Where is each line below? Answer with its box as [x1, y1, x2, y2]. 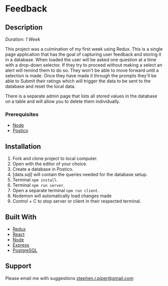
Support [5, 262, 32, 270]
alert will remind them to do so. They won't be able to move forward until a [5, 67, 159, 73]
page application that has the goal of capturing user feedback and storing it [5, 51, 161, 57]
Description [5, 23, 43, 32]
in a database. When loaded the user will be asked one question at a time [5, 57, 156, 63]
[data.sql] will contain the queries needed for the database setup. [12, 172, 148, 178]
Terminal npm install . [12, 177, 58, 183]
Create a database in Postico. [12, 166, 74, 172]
